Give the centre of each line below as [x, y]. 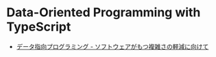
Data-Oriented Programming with [104, 13]
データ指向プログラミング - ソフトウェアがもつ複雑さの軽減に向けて [112, 46]
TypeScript [39, 27]
